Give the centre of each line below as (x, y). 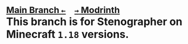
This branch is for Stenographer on (94, 22)
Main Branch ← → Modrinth (63, 10)
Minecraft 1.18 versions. (68, 34)
